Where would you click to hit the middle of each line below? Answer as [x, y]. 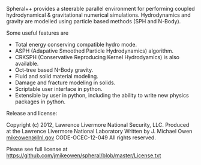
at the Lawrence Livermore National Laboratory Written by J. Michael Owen [99, 131]
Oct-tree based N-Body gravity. [54, 70]
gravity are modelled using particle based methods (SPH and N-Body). [94, 21]
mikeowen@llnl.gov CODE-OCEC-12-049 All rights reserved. [81, 137]
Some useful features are [37, 33]
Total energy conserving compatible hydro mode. [76, 45]
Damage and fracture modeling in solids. [65, 82]
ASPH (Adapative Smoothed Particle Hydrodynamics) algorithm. [94, 51]
